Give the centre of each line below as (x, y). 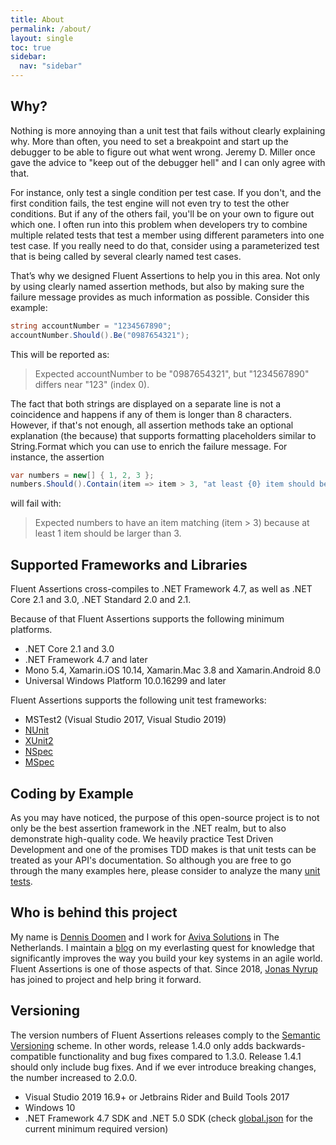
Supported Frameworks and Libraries (129, 564)
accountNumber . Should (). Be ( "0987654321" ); (100, 335)
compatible (33, 1056)
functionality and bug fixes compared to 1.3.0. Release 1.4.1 (180, 1056)
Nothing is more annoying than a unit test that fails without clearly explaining (168, 130)
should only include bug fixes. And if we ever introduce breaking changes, (163, 1067)
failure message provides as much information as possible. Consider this (160, 297)
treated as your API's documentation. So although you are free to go (151, 860)
